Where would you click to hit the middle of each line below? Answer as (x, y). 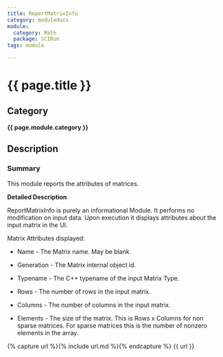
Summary (24, 169)
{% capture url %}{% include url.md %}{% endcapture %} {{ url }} (101, 346)
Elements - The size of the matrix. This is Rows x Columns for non (110, 318)
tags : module (26, 45)
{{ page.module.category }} (48, 127)
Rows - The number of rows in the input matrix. (84, 291)
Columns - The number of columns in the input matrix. (94, 305)
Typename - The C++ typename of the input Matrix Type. (98, 278)
